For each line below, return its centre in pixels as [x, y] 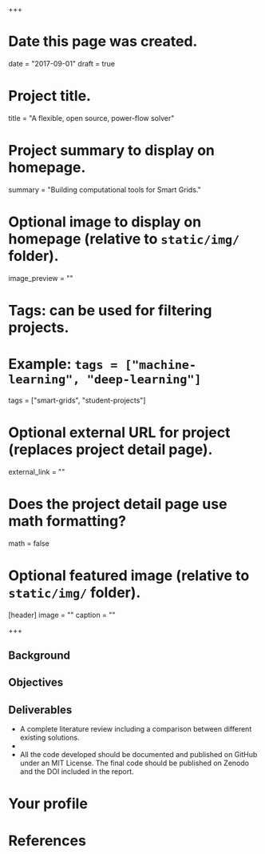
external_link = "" [37, 471]
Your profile [48, 804]
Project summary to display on [112, 151]
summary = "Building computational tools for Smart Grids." [105, 190]
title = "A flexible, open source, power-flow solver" [91, 118]
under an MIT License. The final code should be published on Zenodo [134, 763]
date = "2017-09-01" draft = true [62, 63]
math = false [29, 543]
